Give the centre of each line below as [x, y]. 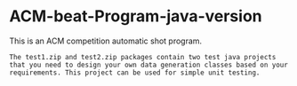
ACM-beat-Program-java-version [136, 16]
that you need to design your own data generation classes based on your [149, 65]
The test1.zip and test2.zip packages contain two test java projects [143, 57]
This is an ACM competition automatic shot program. [106, 41]
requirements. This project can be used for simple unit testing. [135, 73]
